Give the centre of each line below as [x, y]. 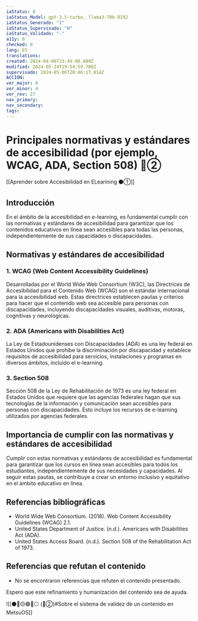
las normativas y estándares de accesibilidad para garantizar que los [90, 223]
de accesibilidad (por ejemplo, [82, 152]
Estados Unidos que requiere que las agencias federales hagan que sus [94, 397]
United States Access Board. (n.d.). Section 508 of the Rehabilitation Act [103, 542]
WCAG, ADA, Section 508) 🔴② [84, 165]
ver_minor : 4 [22, 89]
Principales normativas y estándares [98, 140]
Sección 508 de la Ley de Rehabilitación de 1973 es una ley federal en [91, 391]
